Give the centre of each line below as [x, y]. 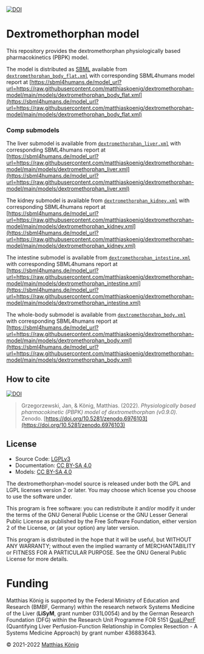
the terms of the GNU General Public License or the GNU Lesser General [97, 515]
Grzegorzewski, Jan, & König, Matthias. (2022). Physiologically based [108, 406]
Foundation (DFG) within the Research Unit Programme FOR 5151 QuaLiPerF [101, 620]
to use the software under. [39, 496]
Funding [27, 584]
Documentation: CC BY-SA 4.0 [53, 465]
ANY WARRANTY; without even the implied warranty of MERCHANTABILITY [101, 546]
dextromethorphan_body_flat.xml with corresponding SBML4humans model [100, 76]
